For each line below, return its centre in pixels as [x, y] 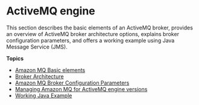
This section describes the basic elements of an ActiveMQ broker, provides [99, 28]
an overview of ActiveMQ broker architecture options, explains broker [93, 34]
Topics [15, 58]
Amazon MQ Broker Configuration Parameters [72, 83]
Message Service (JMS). [37, 47]
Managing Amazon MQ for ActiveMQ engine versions [81, 89]
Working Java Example [43, 95]
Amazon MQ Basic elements [50, 70]
